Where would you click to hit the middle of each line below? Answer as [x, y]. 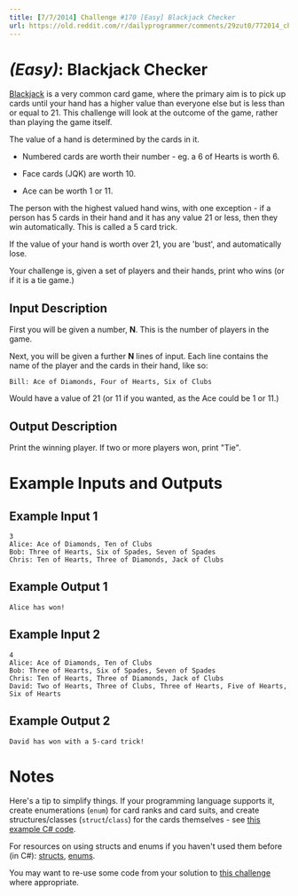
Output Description [63, 426]
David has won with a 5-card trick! [77, 742]
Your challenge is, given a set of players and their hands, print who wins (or [147, 271]
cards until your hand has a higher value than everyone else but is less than [147, 104]
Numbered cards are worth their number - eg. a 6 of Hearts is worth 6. [151, 157]
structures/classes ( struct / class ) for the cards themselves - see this [135, 820]
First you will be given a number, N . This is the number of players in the [139, 330]
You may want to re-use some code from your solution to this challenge [140, 873]
